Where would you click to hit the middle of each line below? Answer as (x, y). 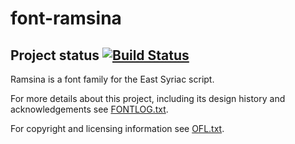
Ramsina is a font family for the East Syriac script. (112, 79)
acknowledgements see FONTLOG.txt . (89, 109)
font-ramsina (66, 18)
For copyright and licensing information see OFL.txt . (117, 128)
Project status (55, 55)
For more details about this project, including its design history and (148, 98)
